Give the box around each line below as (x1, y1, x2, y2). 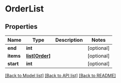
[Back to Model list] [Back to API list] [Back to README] (5, 73, 116, 78)
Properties (5, 23, 38, 31)
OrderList (5, 3, 44, 14)
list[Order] (26, 53, 51, 59)
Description (55, 37, 83, 43)
